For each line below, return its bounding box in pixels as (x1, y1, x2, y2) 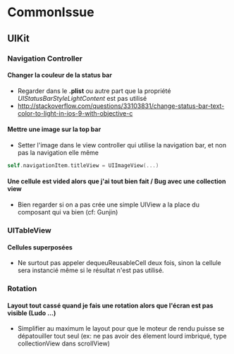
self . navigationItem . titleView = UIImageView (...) (7, 161, 159, 169)
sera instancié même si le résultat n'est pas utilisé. (17, 266, 164, 275)
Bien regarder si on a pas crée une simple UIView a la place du (17, 200, 199, 209)
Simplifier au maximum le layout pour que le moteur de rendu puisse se (17, 324, 225, 333)
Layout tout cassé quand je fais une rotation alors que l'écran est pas (7, 301, 214, 310)
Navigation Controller (7, 54, 83, 63)
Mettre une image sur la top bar (7, 125, 101, 134)
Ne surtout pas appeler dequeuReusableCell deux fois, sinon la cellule (17, 259, 221, 267)
